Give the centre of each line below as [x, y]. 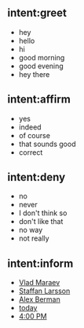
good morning [42, 57]
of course [34, 135]
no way [31, 230]
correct [31, 152]
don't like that [41, 222]
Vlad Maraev [39, 283]
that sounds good [47, 144]
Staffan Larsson [44, 291]
